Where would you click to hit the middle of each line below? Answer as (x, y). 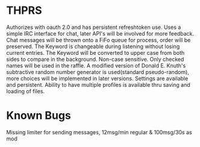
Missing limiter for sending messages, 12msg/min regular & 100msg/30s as (99, 132)
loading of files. (26, 91)
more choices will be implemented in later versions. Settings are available (97, 78)
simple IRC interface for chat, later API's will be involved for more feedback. (100, 33)
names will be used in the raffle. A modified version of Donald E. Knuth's (96, 65)
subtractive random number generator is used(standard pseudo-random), (98, 72)
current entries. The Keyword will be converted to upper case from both (95, 52)
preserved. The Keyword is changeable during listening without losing (93, 46)
